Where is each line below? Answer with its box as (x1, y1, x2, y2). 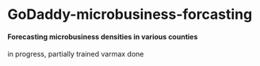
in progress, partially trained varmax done (7, 49, 144, 59)
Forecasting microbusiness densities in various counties (7, 31, 198, 41)
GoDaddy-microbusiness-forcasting (7, 5, 253, 24)
